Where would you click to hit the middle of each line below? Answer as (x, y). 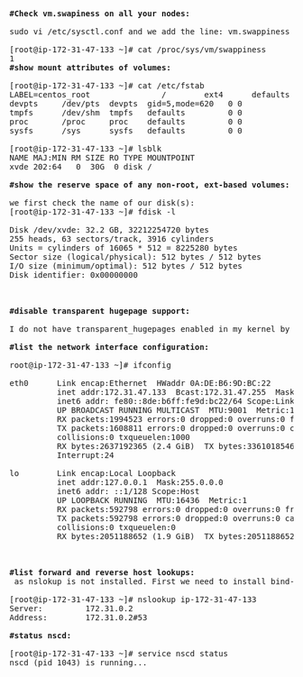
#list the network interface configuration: (110, 347)
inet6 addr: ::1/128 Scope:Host (129, 491)
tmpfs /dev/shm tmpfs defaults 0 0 (126, 113)
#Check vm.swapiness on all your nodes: (100, 14)
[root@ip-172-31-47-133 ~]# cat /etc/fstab (107, 86)
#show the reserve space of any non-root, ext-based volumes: (150, 185)
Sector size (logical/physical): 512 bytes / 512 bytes (135, 257)
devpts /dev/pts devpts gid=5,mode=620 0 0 (126, 104)
